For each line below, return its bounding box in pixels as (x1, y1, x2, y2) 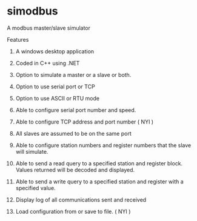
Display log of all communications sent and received (15, 196, 147, 203)
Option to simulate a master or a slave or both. (15, 71, 132, 78)
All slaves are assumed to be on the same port (15, 130, 132, 137)
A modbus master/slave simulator (7, 24, 90, 31)
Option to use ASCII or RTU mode (15, 94, 99, 102)
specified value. (15, 184, 56, 191)
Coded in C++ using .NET (15, 59, 80, 67)
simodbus (7, 4, 58, 18)
